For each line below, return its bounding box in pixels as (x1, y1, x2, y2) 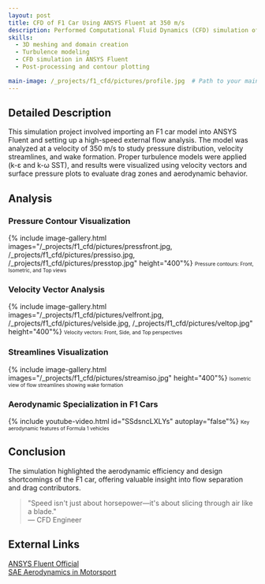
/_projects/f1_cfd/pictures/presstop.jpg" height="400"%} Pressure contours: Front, (8, 259, 254, 268)
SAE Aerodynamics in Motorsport (8, 567, 117, 576)
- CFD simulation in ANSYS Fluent (15, 56, 129, 64)
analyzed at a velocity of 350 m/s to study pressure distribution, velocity (8, 143, 244, 154)
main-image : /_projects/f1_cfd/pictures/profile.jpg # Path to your (8, 76, 242, 85)
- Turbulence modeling (15, 48, 90, 56)
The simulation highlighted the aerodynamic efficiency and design (8, 466, 223, 475)
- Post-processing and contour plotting (15, 63, 150, 71)
